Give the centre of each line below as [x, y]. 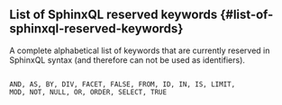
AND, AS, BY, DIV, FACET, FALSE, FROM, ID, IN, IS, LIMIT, [123, 84]
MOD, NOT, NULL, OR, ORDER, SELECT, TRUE [88, 92]
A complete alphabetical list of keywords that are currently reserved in [140, 50]
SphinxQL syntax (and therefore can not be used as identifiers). [127, 60]
